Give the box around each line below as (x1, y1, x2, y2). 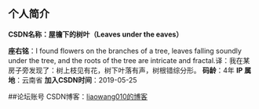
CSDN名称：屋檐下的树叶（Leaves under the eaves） (8, 30, 184, 39)
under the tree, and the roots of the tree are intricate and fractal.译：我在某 (8, 55, 250, 65)
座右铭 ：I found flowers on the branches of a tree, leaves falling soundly (8, 46, 242, 55)
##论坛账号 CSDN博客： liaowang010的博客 (8, 92, 148, 101)
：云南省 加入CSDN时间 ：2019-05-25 (15, 75, 137, 84)
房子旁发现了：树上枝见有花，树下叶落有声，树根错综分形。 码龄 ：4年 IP (8, 65, 243, 75)
